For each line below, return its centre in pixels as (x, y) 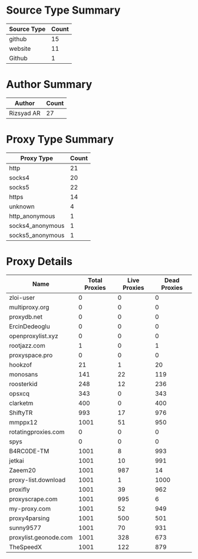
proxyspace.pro (31, 355)
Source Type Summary (63, 10)
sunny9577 (25, 528)
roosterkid (23, 384)
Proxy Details (39, 261)
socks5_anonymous (37, 235)
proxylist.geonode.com (41, 537)
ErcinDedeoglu (29, 326)
